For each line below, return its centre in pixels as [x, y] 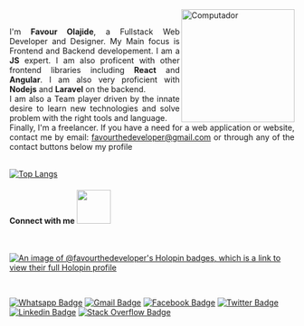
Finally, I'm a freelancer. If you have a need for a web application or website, [152, 127]
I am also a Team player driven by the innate [95, 99]
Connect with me [42, 220]
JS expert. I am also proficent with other [95, 61]
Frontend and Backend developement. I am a [95, 51]
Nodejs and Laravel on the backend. [78, 89]
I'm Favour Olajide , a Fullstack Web [95, 32]
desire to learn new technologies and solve [95, 108]
